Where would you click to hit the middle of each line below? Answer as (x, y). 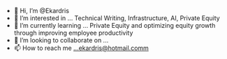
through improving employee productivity (73, 33)
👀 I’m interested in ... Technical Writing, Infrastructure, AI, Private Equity (117, 18)
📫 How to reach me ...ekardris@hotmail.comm (81, 48)
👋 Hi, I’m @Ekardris (42, 11)
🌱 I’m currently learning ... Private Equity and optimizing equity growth (115, 25)
